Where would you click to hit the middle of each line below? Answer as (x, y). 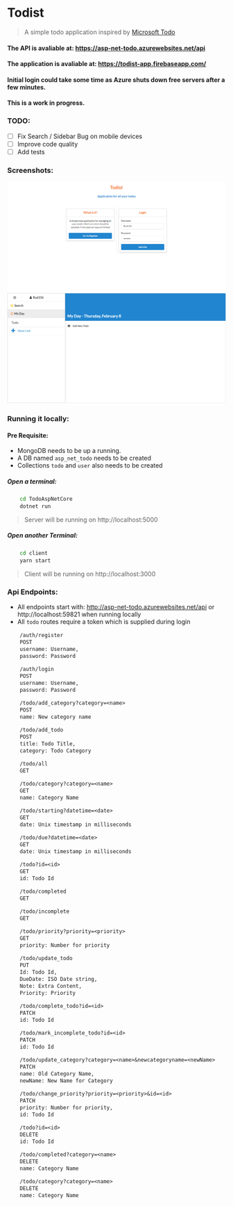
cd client (34, 553)
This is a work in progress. (46, 103)
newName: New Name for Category (66, 1081)
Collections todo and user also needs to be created (90, 465)
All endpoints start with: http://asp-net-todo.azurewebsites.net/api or (116, 606)
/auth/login (37, 669)
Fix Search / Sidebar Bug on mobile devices (80, 136)
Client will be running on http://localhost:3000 (90, 574)
